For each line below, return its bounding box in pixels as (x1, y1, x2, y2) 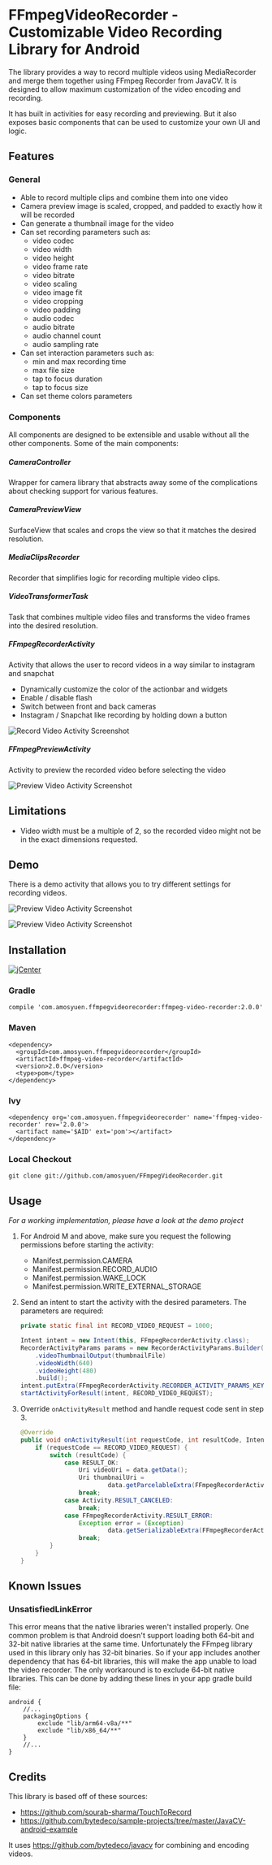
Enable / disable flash (19, 692, 93, 702)
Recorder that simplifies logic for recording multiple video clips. (8, 573, 221, 583)
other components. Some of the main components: (8, 438, 179, 448)
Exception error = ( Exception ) (78, 1519, 185, 1527)
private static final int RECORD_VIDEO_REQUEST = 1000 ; (19, 1322, 214, 1330)
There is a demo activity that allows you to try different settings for (8, 879, 231, 889)
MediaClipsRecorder (8, 553, 80, 562)
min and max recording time (32, 356, 127, 366)
